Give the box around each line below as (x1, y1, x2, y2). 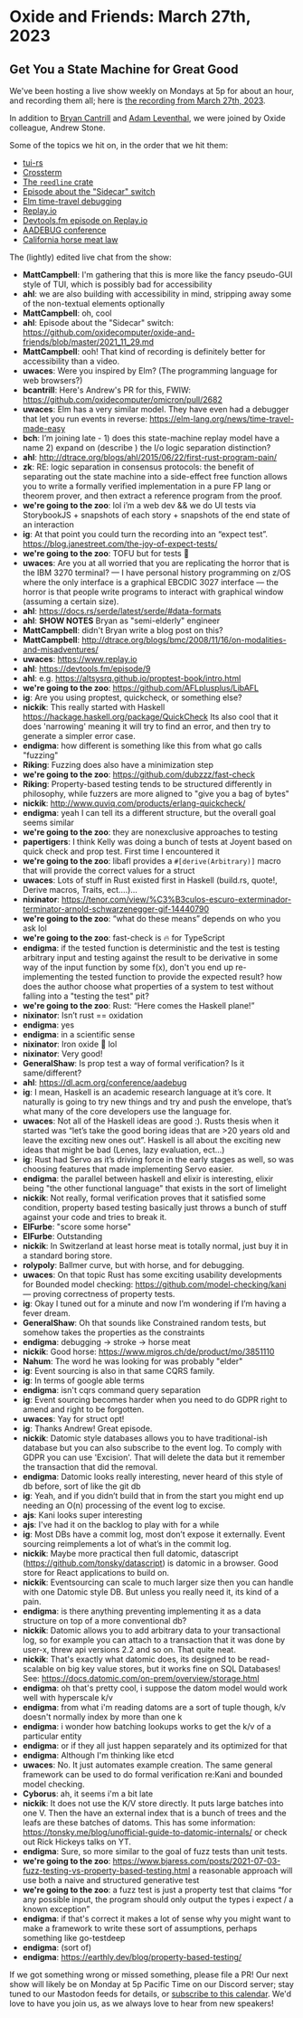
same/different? (22, 1067, 82, 1078)
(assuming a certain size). (22, 596, 119, 607)
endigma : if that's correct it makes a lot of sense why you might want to (22, 1913, 291, 1924)
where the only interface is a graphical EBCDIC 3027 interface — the (22, 577, 279, 587)
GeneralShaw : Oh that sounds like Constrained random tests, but (22, 1318, 267, 1328)
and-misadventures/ (22, 644, 99, 655)
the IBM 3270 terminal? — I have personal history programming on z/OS (22, 567, 291, 578)
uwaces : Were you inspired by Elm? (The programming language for (22, 365, 278, 376)
